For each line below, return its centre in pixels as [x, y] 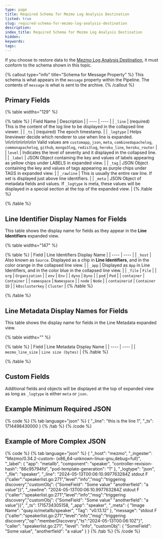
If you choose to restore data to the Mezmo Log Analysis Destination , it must [82, 60]
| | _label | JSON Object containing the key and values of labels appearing [80, 158]
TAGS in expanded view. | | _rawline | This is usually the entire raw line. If [79, 173]
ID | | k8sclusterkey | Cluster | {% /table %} [49, 286]
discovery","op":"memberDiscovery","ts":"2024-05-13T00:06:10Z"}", [74, 520]
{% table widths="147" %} [31, 245]
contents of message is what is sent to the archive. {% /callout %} [70, 85]
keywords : [15, 42]
